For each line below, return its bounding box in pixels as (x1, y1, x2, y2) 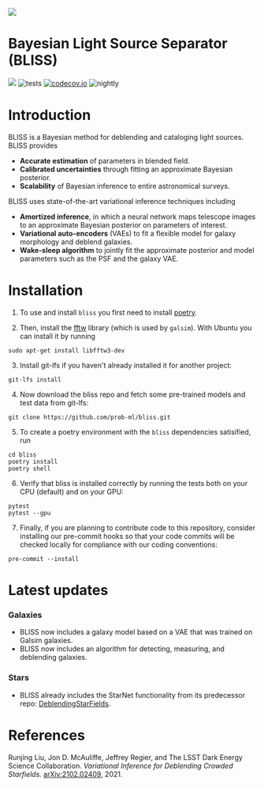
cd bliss (8, 450, 37, 458)
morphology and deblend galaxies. (19, 237, 132, 247)
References (8, 726, 85, 744)
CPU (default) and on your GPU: (19, 487, 124, 496)
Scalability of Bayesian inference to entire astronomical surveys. (19, 181, 230, 190)
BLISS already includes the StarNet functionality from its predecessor (19, 690, 246, 699)
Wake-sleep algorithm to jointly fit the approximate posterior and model (19, 245, 255, 254)
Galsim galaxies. (19, 636, 73, 646)
